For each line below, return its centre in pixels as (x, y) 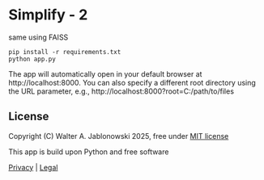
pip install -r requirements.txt (65, 52)
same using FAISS (38, 37)
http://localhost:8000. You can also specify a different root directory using (132, 82)
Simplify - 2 (48, 15)
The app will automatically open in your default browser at (105, 73)
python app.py (32, 59)
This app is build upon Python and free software (89, 152)
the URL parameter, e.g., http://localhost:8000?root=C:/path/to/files (121, 91)
